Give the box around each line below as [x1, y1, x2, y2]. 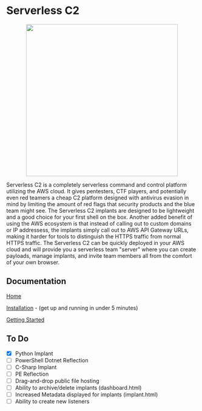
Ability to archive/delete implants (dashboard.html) [15, 384, 142, 391]
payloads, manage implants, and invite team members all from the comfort [6, 252, 192, 259]
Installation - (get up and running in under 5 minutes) [6, 304, 138, 311]
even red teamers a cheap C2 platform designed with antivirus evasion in [6, 194, 189, 201]
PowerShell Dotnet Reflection [15, 356, 89, 364]
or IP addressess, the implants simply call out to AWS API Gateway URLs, [6, 226, 189, 233]
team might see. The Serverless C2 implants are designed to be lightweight [6, 207, 195, 214]
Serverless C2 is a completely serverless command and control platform [6, 181, 187, 188]
